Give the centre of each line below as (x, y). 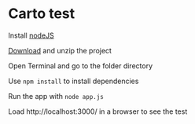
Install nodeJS (31, 35)
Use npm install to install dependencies (74, 81)
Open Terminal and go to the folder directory (81, 66)
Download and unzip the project (60, 50)
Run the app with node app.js (56, 96)
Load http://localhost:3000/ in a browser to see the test (98, 111)
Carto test (42, 14)
